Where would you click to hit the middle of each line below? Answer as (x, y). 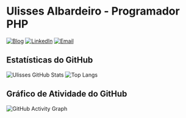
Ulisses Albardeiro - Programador (93, 11)
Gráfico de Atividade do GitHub (67, 94)
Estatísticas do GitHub (50, 60)
